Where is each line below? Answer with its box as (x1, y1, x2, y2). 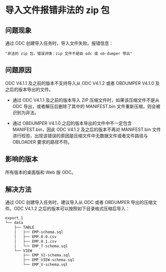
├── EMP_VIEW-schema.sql (23, 257, 75, 262)
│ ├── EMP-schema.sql (14, 229, 64, 235)
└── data (5, 220, 23, 225)
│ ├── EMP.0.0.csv (14, 234, 57, 239)
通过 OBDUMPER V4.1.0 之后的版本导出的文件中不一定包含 (12, 120, 132, 126)
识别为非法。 (12, 109, 39, 115)
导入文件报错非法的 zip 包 (5, 4, 110, 16)
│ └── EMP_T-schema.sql (14, 243, 68, 248)
